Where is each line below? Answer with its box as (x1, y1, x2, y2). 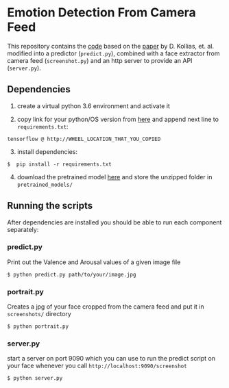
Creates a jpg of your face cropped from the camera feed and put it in (7, 302, 204, 311)
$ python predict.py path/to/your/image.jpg (7, 271, 136, 278)
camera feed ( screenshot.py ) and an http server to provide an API (7, 56, 193, 64)
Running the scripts (7, 200, 93, 211)
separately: (7, 225, 39, 233)
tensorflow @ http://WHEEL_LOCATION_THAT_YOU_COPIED (7, 135, 161, 142)
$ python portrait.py (7, 323, 69, 330)
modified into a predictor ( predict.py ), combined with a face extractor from (7, 49, 220, 57)
